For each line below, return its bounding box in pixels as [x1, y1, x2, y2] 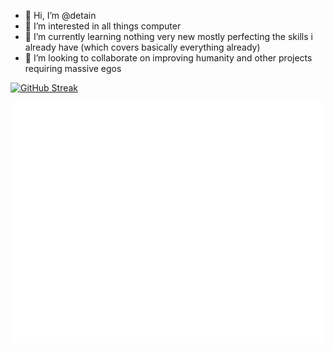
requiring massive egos [24, 63, 122, 74]
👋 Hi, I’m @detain [24, 10, 97, 21]
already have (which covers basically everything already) [24, 41, 261, 53]
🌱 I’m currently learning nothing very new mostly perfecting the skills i [24, 31, 313, 42]
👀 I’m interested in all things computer [24, 20, 182, 32]
